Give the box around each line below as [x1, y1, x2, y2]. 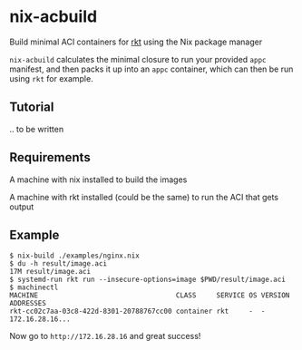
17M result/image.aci [9, 267, 92, 277]
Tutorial [9, 100, 54, 115]
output [9, 201, 34, 212]
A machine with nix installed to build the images [9, 174, 188, 185]
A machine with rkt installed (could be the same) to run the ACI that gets [9, 191, 279, 202]
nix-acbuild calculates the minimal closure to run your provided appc [9, 53, 267, 64]
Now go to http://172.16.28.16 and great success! [9, 331, 201, 342]
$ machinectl [9, 283, 59, 292]
